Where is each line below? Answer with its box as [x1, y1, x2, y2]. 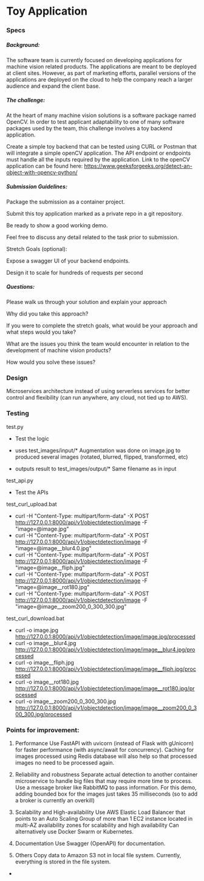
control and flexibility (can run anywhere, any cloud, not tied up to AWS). [6, 394, 188, 402]
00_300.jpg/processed [15, 710, 72, 718]
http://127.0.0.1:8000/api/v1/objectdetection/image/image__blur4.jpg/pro [15, 646, 195, 653]
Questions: [6, 283, 35, 290]
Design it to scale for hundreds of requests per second [6, 269, 143, 277]
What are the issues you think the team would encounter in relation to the [6, 340, 189, 347]
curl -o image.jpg [15, 626, 59, 634]
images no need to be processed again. [15, 759, 115, 766]
